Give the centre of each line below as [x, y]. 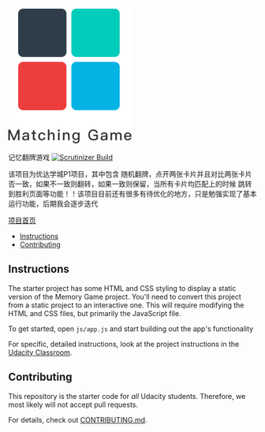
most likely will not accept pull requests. [73, 404]
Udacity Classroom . [40, 352]
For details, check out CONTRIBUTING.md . [78, 419]
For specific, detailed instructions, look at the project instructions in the [124, 344]
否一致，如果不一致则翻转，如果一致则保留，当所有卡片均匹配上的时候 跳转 [130, 184]
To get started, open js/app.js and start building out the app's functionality [131, 329]
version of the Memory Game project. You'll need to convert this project [125, 296]
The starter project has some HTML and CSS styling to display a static [122, 288]
